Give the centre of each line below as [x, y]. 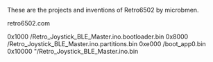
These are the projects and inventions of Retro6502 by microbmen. [103, 10]
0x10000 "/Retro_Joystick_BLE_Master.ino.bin [73, 51]
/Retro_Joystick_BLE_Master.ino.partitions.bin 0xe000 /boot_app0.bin [106, 44]
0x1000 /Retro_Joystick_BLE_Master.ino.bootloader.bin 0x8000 [98, 37]
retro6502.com [29, 23]
